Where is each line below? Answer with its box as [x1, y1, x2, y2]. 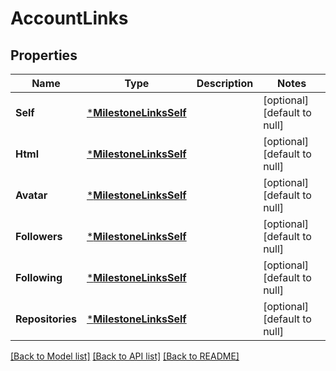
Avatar [15, 188, 48, 202]
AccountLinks [10, 7, 129, 30]
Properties [10, 47, 78, 64]
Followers [15, 230, 63, 243]
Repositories [15, 312, 77, 326]
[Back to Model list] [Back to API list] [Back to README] [10, 350, 240, 362]
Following [15, 271, 63, 284]
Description [196, 77, 254, 90]
